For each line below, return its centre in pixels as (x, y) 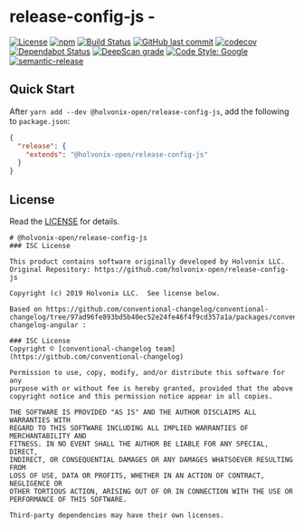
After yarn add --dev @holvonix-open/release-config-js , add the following (149, 111)
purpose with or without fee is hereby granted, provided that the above (152, 388)
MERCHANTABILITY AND (48, 436)
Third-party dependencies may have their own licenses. (117, 515)
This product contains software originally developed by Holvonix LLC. (147, 261)
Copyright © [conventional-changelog (81, 349)
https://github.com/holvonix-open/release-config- (192, 269)
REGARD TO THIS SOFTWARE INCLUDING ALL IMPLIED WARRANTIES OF (129, 428)
